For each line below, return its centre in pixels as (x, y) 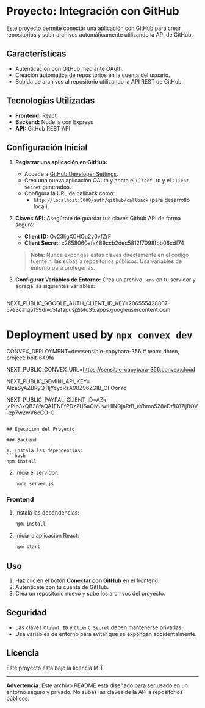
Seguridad (27, 612)
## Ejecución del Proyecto (41, 429)
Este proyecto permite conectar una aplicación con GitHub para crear (94, 28)
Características (36, 54)
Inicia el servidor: (37, 473)
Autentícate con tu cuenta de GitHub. (62, 587)
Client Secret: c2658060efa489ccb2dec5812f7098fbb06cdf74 (104, 243)
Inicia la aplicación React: (47, 536)
